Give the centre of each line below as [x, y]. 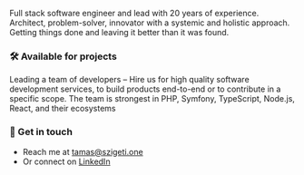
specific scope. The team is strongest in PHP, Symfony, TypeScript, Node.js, [152, 99]
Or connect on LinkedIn [66, 161]
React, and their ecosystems [63, 109]
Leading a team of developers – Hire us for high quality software [129, 80]
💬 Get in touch [41, 132]
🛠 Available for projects [64, 56]
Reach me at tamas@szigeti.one [83, 151]
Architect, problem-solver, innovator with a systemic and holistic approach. [150, 23]
